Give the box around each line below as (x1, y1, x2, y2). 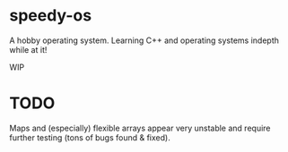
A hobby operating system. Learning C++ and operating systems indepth (9, 35, 280, 46)
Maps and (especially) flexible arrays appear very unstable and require (9, 122, 271, 133)
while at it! (9, 44, 48, 55)
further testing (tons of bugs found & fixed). (9, 131, 170, 143)
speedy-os (9, 5, 92, 26)
